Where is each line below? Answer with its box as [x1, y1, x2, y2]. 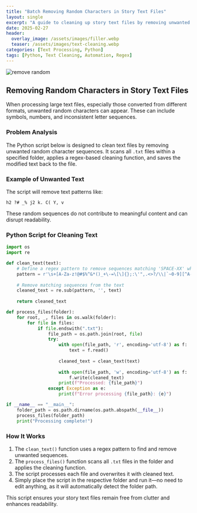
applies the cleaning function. [14, 464, 87, 471]
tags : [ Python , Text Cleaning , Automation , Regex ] [6, 52, 133, 58]
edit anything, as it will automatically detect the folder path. [14, 482, 158, 489]
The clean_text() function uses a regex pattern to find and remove [14, 445, 177, 452]
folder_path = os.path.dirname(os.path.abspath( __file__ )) [16, 407, 164, 413]
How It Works [6, 432, 46, 440]
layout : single [6, 14, 43, 20]
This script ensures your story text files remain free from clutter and [6, 494, 170, 501]
